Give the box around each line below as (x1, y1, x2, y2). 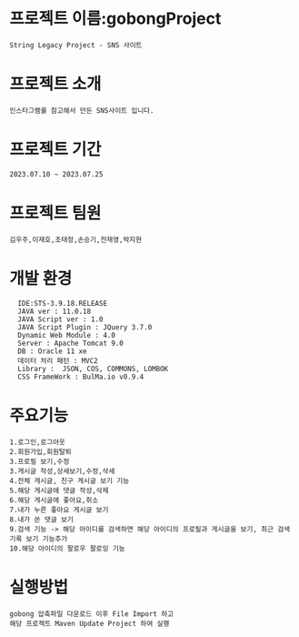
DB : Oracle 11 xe (17, 347, 88, 356)
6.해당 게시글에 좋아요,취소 (9, 495, 99, 505)
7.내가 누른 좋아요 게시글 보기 (9, 505, 109, 514)
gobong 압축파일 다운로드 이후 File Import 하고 (9, 609, 174, 619)
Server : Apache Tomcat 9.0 (17, 339, 125, 348)
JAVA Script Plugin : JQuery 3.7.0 (17, 322, 153, 332)
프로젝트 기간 (9, 139, 102, 160)
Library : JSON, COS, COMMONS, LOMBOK (17, 364, 169, 373)
